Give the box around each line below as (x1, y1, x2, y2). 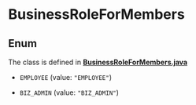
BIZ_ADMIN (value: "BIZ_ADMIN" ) (19, 88, 120, 97)
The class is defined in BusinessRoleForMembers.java (8, 57, 187, 67)
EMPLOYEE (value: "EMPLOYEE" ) (19, 73, 113, 81)
